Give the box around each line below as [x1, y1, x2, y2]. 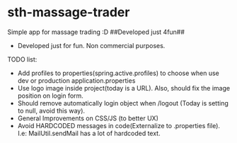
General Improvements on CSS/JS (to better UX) [17, 114, 159, 122]
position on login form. [17, 91, 83, 100]
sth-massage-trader [7, 4, 130, 21]
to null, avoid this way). [17, 106, 86, 115]
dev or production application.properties [17, 76, 136, 85]
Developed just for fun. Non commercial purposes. [17, 41, 166, 50]
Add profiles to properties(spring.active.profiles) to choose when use [17, 69, 219, 77]
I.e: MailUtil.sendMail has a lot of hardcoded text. [17, 129, 161, 137]
